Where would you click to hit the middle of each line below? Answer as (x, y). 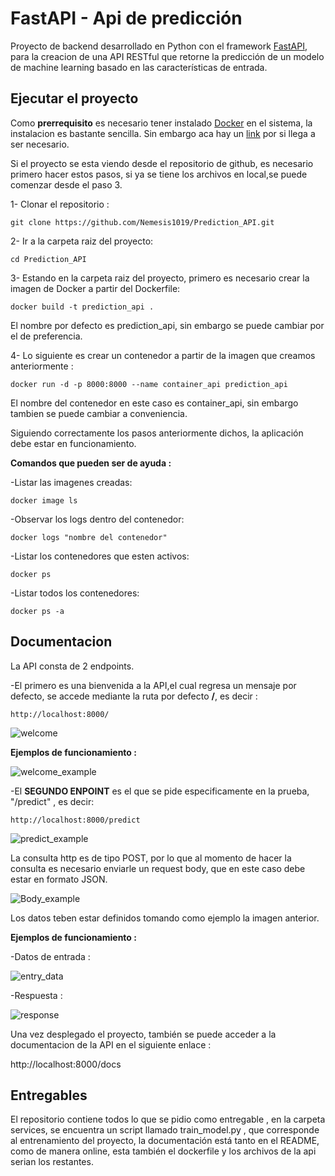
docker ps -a (37, 611)
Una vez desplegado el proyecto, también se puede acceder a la (143, 1034)
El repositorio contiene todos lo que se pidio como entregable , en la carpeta (168, 1119)
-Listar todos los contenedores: (75, 593)
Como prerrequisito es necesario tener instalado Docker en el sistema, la (161, 123)
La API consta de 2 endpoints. (72, 666)
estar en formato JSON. (59, 879)
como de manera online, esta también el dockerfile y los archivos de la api (163, 1151)
